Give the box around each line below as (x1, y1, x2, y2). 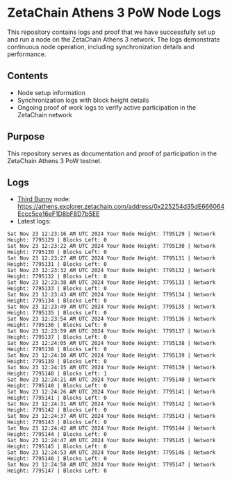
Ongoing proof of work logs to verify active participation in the (17, 103, 197, 112)
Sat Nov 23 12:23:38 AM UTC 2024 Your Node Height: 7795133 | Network (7, 279, 216, 286)
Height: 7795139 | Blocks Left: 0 (7, 358, 108, 365)
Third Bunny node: (17, 195, 71, 203)
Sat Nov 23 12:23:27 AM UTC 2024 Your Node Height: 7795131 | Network (7, 255, 216, 262)
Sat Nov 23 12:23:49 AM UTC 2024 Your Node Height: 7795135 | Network (7, 303, 216, 310)
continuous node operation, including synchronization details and (7, 42, 194, 51)
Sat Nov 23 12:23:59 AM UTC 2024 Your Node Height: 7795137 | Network (7, 328, 216, 335)
